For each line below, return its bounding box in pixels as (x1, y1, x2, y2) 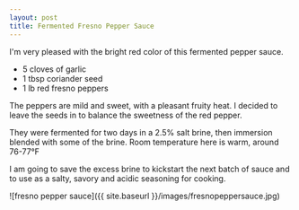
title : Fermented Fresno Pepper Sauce (9, 22, 154, 31)
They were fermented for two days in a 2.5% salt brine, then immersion (9, 127, 273, 137)
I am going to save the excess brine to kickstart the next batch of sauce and (9, 163, 290, 174)
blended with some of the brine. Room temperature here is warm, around (9, 136, 279, 147)
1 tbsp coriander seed (22, 73, 103, 83)
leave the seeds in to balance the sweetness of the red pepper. (9, 109, 242, 120)
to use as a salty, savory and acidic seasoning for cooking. (9, 172, 226, 184)
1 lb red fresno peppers (22, 83, 110, 93)
